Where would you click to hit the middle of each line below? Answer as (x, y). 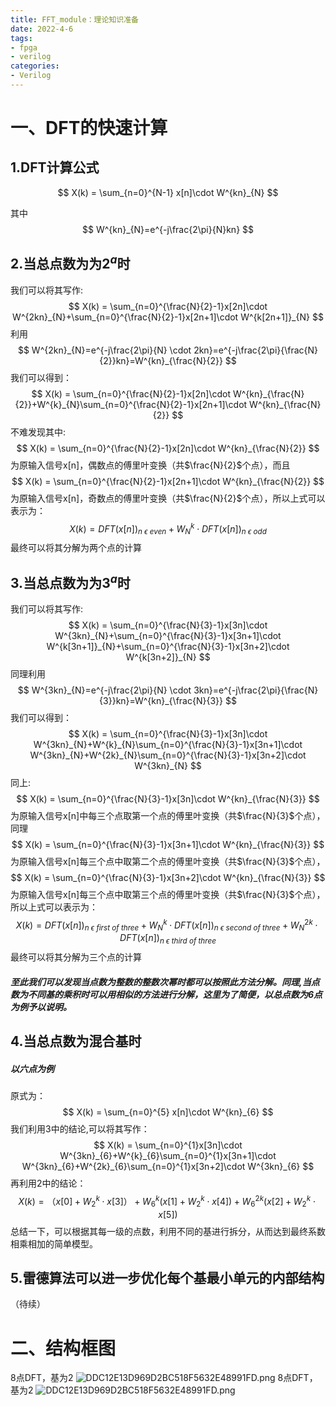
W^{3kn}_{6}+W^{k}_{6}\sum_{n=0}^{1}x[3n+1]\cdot (168, 1156)
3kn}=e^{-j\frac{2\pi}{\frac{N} (256, 690)
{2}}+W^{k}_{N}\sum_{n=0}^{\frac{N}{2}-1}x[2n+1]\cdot (131, 404)
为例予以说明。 (41, 1007)
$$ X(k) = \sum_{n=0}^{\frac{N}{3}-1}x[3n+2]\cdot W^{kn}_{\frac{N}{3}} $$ (168, 877)
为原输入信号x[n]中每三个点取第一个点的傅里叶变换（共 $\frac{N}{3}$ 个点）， (168, 815)
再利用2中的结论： (48, 1183)
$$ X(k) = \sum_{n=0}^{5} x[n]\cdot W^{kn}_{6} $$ (168, 1112)
